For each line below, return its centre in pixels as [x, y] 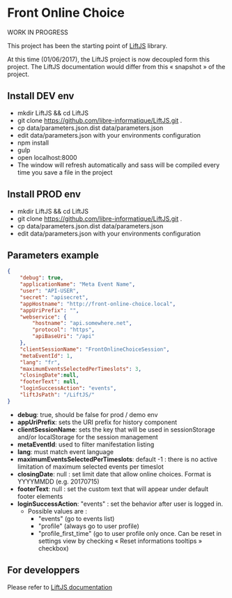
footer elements [40, 496]
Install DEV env [41, 96]
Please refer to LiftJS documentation [60, 587]
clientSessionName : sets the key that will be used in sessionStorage [116, 429]
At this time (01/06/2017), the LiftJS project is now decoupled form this [109, 59]
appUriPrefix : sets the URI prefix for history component [97, 422]
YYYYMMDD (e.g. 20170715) [58, 481]
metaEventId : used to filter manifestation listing [86, 444]
